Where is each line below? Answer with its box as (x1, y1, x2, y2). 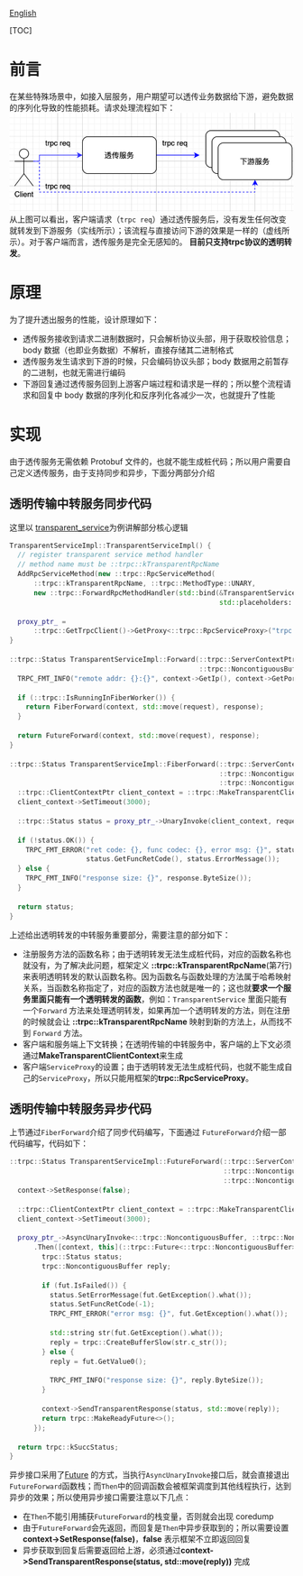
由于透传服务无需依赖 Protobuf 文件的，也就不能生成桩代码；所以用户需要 (9, 455, 284, 467)
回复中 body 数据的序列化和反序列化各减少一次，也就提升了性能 (38, 389, 276, 400)
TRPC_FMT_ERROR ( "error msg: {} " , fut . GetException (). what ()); (49, 1309, 289, 1319)
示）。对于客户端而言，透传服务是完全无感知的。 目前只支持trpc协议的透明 (9, 236, 284, 247)
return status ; (17, 902, 75, 912)
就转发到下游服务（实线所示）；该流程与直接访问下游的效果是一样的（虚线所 (9, 224, 290, 235)
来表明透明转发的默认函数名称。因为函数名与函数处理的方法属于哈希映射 (22, 971, 291, 982)
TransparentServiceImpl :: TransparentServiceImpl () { (9, 541, 212, 550)
